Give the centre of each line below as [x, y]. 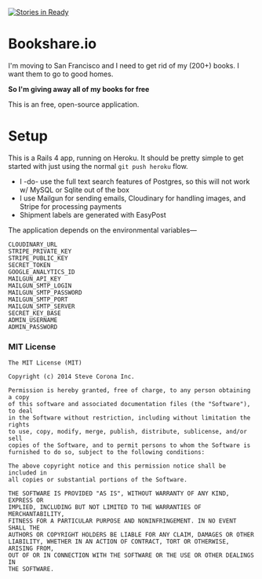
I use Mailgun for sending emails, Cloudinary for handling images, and [132, 198]
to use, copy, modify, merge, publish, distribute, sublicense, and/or [127, 432]
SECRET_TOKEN [29, 265]
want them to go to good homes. [61, 74]
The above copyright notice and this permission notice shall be [117, 466]
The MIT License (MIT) [45, 363]
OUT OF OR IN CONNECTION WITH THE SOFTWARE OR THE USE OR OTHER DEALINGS [131, 555]
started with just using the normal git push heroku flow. [98, 166]
